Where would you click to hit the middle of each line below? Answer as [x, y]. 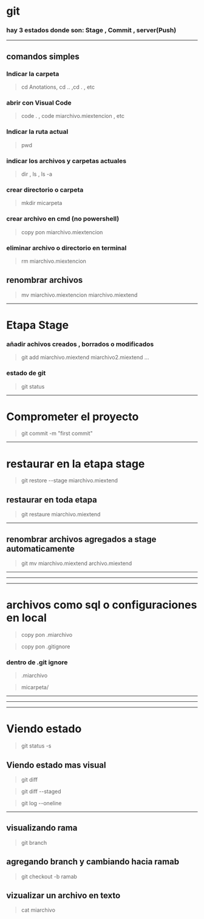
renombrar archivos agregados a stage [81, 539]
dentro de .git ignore [37, 662]
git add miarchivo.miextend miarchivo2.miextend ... [85, 358]
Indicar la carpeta [33, 74]
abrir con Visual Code [39, 103]
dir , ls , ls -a [37, 174]
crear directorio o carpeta [45, 190]
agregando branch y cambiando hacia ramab [93, 862]
